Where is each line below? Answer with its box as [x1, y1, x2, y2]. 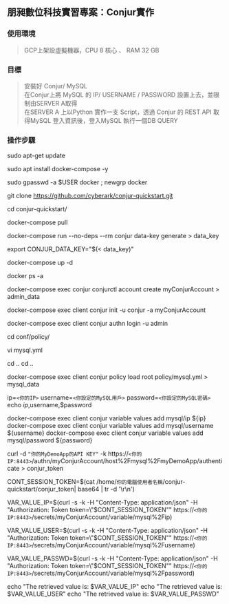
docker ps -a [7, 272, 43, 280]
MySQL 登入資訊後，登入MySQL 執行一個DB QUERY [30, 116, 178, 124]
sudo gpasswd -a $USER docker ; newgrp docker [7, 178, 148, 186]
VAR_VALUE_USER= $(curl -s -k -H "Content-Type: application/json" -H [7, 527, 208, 535]
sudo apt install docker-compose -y [7, 165, 109, 173]
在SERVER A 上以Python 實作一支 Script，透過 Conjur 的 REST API [23, 108, 212, 116]
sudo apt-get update [7, 151, 65, 160]
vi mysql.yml [7, 346, 43, 354]
